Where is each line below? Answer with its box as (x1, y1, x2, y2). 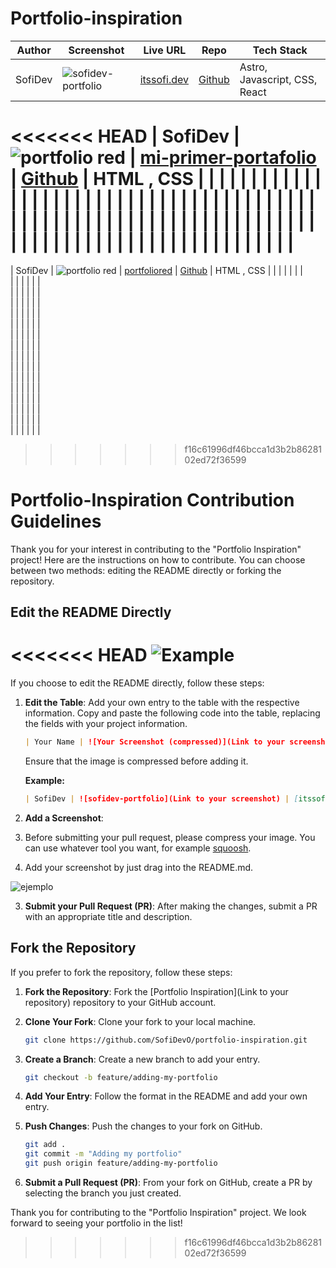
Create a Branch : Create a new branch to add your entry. (24, 1053, 261, 1065)
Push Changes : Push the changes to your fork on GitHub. (24, 1120, 263, 1132)
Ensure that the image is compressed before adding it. (24, 755, 249, 767)
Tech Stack (252, 43, 308, 57)
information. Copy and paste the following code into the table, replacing (24, 707, 321, 719)
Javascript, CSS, (239, 72, 318, 86)
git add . (24, 1140, 67, 1150)
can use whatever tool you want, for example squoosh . (24, 842, 252, 854)
